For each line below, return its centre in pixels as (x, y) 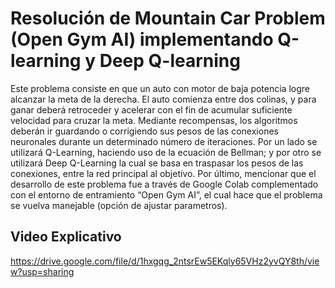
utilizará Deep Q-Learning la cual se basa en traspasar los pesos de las (157, 163)
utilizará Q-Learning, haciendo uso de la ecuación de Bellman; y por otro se (166, 152)
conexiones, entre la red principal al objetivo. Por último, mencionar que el (163, 173)
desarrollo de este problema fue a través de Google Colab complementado (164, 184)
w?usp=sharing (42, 271)
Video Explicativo (66, 237)
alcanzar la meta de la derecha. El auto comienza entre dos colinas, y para (163, 99)
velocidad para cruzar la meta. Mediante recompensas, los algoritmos (154, 120)
